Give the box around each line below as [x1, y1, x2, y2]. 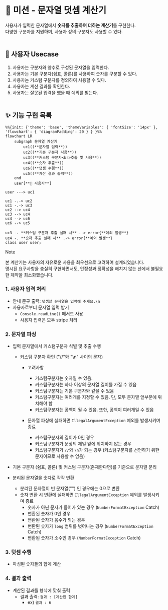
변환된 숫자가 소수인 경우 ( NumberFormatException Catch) [27, 535, 141, 541]
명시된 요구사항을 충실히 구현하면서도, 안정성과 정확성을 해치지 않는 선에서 [5, 265, 150, 272]
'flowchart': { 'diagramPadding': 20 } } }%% [5, 129, 102, 134]
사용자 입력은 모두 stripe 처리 [20, 317, 78, 323]
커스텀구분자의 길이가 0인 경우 [35, 434, 94, 441]
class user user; [5, 240, 42, 245]
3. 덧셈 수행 [5, 549, 32, 556]
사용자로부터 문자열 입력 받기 [12, 304, 69, 310]
